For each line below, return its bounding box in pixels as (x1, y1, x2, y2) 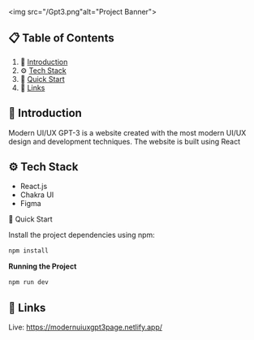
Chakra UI (19, 190, 54, 200)
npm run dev (8, 278, 49, 286)
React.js (19, 182, 48, 192)
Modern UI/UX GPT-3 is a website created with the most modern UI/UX (8, 127, 247, 137)
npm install (8, 247, 49, 255)
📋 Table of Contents (8, 32, 115, 45)
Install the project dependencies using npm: (8, 230, 156, 240)
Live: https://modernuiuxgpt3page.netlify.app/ (8, 322, 163, 332)
